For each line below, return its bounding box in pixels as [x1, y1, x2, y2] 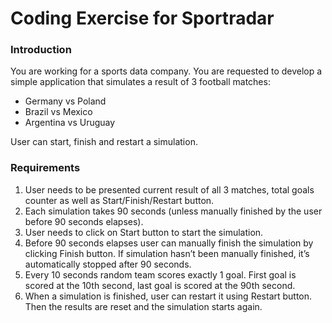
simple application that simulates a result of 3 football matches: [10, 76, 271, 88]
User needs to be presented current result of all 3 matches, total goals [24, 183, 315, 196]
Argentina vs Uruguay [24, 117, 116, 129]
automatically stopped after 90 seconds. [24, 258, 192, 270]
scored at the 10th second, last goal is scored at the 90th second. [24, 279, 296, 291]
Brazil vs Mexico [24, 106, 93, 118]
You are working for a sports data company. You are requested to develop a [10, 65, 323, 77]
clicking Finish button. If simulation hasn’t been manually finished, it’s [24, 247, 310, 259]
